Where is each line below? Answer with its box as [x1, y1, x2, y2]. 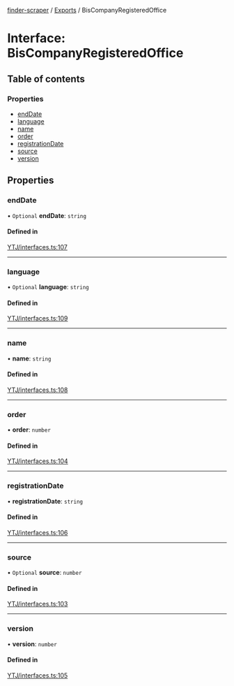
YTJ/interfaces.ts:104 [7, 457, 68, 465]
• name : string [7, 354, 52, 363]
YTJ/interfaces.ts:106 [7, 528, 68, 537]
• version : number [7, 639, 57, 648]
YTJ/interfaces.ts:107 [7, 242, 68, 251]
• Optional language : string [7, 283, 89, 291]
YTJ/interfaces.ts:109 [7, 314, 68, 323]
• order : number [7, 425, 51, 434]
